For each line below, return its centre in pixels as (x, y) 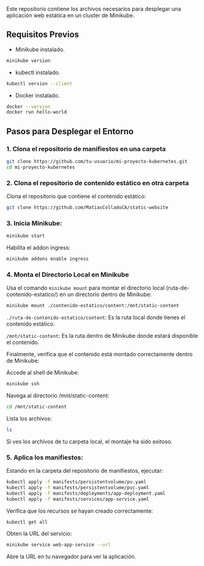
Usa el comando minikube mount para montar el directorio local (86, 288)
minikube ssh (23, 384)
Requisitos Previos (43, 35)
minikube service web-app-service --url (59, 545)
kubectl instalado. (38, 72)
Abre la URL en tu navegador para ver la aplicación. (71, 557)
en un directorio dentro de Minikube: (105, 294)
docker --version (28, 107)
